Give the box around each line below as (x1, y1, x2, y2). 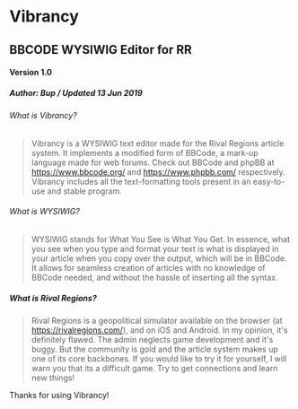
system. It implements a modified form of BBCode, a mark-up (31, 147, 259, 158)
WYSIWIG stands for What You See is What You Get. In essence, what (31, 233, 290, 244)
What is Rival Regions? (9, 292, 97, 303)
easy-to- (252, 176, 285, 187)
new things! (31, 372, 74, 383)
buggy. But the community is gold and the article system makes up (31, 344, 278, 354)
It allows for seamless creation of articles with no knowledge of (31, 262, 266, 273)
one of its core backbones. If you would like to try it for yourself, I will (31, 352, 287, 364)
